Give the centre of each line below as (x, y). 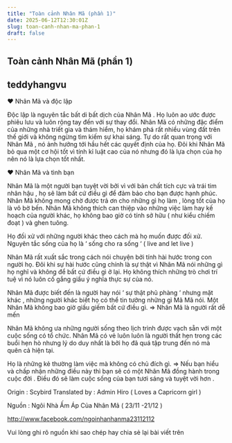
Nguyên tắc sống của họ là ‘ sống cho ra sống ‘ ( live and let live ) (100, 244)
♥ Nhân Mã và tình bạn (41, 173)
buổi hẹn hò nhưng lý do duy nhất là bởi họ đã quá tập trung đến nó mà (109, 343)
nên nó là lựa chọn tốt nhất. (46, 159)
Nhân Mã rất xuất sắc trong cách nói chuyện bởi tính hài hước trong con (110, 257)
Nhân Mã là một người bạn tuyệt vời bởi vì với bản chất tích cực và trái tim (112, 186)
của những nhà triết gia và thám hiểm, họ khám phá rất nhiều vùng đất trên (114, 130)
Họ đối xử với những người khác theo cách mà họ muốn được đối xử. (105, 236)
